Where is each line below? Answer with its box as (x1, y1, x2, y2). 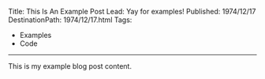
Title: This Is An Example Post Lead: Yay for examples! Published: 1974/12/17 (8, 7, 256, 16)
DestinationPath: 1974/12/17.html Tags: (8, 15, 132, 24)
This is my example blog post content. (8, 62, 132, 70)
